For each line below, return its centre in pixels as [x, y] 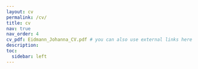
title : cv [19, 23]
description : [23, 46]
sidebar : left [29, 56]
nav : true [19, 28]
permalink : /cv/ [26, 17]
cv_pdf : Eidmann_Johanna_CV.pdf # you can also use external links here [99, 40]
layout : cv [20, 12]
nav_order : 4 [23, 34]
